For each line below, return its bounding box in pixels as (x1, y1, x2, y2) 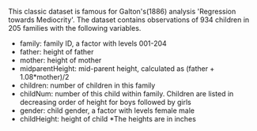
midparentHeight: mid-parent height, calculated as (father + (19, 64, 215, 73)
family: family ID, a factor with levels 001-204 (19, 39, 168, 48)
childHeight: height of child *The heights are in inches (19, 114, 196, 123)
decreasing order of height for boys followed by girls (19, 98, 191, 107)
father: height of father (19, 47, 94, 56)
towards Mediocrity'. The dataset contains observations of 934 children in (8, 15, 250, 24)
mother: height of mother (19, 55, 102, 65)
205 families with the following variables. (8, 24, 142, 32)
